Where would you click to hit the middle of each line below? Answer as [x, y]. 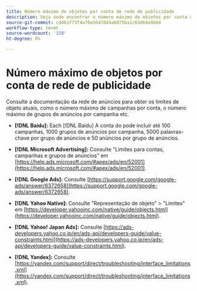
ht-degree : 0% [23, 39]
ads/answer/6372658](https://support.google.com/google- [86, 185]
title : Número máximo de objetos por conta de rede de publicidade [90, 11]
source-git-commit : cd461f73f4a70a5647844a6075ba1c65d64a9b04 [84, 22]
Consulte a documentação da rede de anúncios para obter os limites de [93, 101]
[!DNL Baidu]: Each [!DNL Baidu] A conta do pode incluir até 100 [92, 125]
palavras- [172, 131]
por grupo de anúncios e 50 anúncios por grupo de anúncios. [105, 138]
